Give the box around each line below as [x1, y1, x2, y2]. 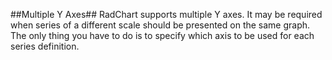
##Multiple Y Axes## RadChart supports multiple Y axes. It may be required [10, 9, 323, 20]
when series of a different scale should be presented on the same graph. [10, 19, 311, 31]
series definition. [10, 40, 80, 52]
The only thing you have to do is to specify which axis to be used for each [10, 30, 315, 41]
